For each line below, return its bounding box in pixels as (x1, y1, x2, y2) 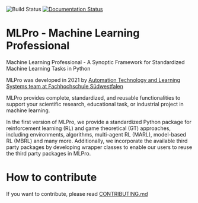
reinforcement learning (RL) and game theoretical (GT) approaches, (6, 125, 171, 132)
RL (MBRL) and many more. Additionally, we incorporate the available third (6, 137, 188, 144)
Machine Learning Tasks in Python (6, 65, 91, 72)
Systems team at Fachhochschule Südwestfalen (6, 83, 123, 90)
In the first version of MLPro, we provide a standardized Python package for (6, 118, 191, 125)
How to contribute (6, 171, 97, 184)
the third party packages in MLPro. (6, 150, 91, 157)
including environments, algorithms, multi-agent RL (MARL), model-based (6, 131, 187, 138)
